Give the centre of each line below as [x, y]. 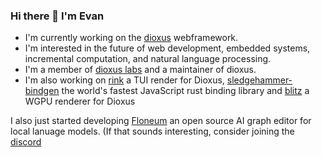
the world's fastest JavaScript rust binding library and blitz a [185, 91]
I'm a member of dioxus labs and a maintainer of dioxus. [140, 70]
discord [26, 142]
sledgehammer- [259, 80]
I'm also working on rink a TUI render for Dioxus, [124, 80]
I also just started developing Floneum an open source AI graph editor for [161, 121]
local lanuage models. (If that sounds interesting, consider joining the [152, 131]
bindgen [42, 91]
